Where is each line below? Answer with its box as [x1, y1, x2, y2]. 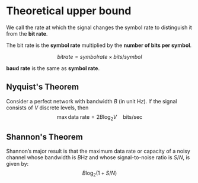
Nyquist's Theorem [6, 82, 79, 92]
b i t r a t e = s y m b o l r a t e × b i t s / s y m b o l [57, 53, 142, 60]
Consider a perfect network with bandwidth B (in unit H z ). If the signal [6, 97, 177, 105]
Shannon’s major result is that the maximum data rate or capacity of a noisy [6, 147, 191, 155]
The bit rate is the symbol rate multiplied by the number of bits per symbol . [6, 42, 192, 49]
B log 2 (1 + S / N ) [82, 169, 117, 178]
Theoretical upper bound [6, 4, 132, 18]
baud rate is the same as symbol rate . [6, 64, 100, 72]
